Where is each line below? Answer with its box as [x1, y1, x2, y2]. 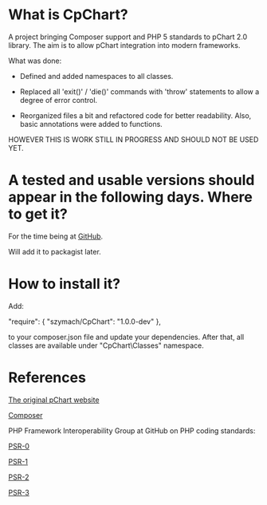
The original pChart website [8, 395, 100, 404]
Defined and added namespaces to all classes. [19, 71, 174, 81]
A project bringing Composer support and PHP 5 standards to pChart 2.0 [8, 32, 248, 41]
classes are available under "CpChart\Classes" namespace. [8, 341, 205, 350]
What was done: [8, 56, 62, 65]
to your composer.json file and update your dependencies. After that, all [8, 332, 245, 341]
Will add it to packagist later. [8, 247, 101, 256]
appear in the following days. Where [8, 188, 253, 207]
